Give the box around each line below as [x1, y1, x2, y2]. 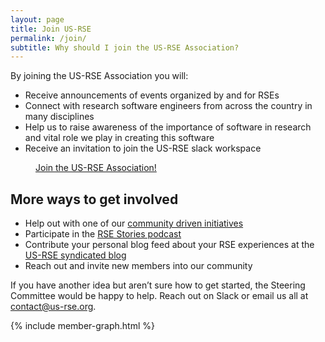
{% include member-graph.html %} [10, 320, 155, 332]
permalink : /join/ [10, 33, 87, 43]
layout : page [10, 14, 65, 25]
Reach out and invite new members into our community [24, 260, 253, 272]
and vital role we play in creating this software [24, 132, 215, 144]
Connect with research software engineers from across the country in [24, 100, 313, 112]
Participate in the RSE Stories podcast [24, 228, 182, 240]
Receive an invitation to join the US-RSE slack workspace [24, 142, 262, 155]
